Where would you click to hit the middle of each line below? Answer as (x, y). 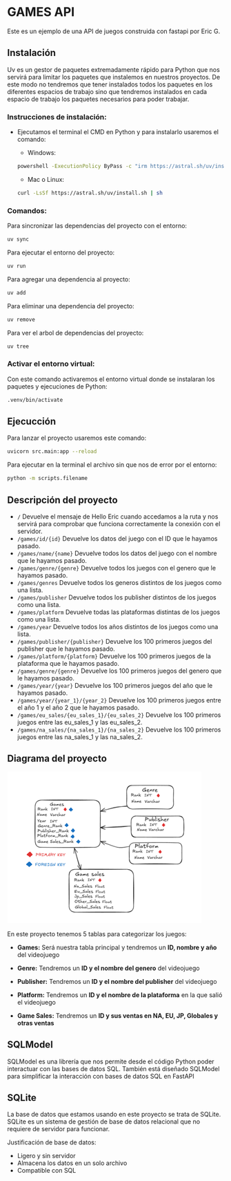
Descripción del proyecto (63, 500)
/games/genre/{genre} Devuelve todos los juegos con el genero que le (116, 568)
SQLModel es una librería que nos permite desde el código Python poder (111, 1061)
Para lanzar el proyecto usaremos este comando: (77, 438)
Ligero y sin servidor (46, 1156)
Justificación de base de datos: (52, 1142)
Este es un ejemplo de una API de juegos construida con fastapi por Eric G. (114, 31)
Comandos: (27, 210)
